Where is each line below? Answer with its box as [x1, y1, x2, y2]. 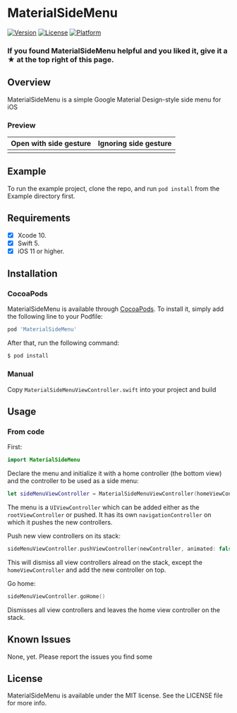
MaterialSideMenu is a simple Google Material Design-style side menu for [7, 95, 221, 104]
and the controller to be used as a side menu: [7, 477, 139, 485]
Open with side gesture [11, 138, 92, 148]
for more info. [7, 699, 47, 707]
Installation [7, 268, 58, 280]
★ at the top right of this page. [7, 54, 114, 64]
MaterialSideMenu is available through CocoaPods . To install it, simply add [7, 305, 224, 313]
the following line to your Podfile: [7, 312, 104, 321]
